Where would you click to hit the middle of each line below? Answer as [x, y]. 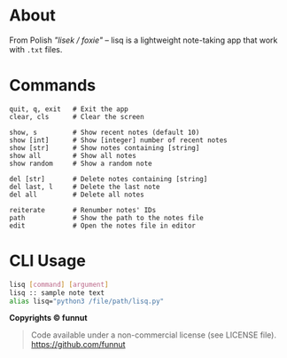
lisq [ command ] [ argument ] [59, 284]
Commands [53, 86]
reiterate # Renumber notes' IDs [83, 210]
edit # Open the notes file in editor [103, 226]
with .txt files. [36, 49]
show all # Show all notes [73, 155]
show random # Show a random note [81, 163]
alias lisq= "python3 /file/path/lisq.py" [87, 301]
